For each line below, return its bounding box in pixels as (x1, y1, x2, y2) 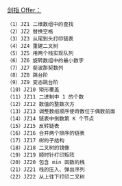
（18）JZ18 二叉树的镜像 (7, 144, 70, 151)
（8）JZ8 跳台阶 (7, 72, 49, 79)
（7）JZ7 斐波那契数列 (7, 64, 64, 71)
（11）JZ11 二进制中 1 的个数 (7, 94, 84, 101)
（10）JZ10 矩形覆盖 (7, 86, 60, 93)
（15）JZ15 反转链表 (7, 122, 60, 129)
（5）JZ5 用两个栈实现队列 (7, 50, 74, 57)
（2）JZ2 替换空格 (7, 28, 53, 35)
